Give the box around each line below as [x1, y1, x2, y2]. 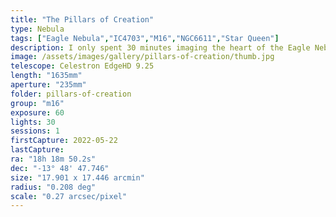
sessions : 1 [10, 126, 60, 136]
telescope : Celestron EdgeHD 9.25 [10, 61, 155, 71]
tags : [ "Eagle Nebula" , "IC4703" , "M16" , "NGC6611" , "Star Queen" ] [10, 33, 280, 43]
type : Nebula [10, 24, 65, 34]
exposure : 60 [10, 107, 65, 118]
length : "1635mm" [10, 71, 83, 81]
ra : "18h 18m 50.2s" [10, 154, 97, 164]
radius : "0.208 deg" [10, 182, 97, 192]
